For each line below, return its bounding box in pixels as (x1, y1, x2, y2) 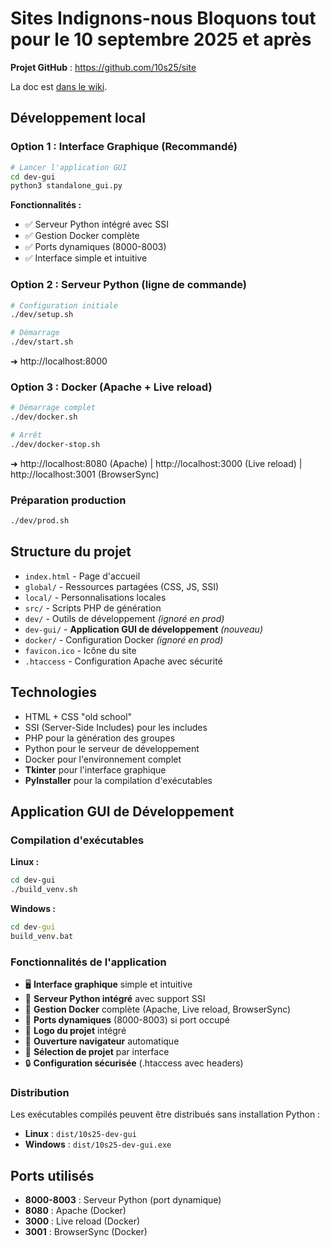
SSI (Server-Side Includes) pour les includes (24, 721, 208, 733)
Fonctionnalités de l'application (10, 955, 167, 969)
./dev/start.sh (10, 337, 74, 347)
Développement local (10, 110, 146, 127)
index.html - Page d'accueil (24, 570, 141, 582)
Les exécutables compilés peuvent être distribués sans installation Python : (10, 1108, 321, 1121)
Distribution (10, 1086, 70, 1100)
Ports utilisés (10, 1167, 95, 1184)
